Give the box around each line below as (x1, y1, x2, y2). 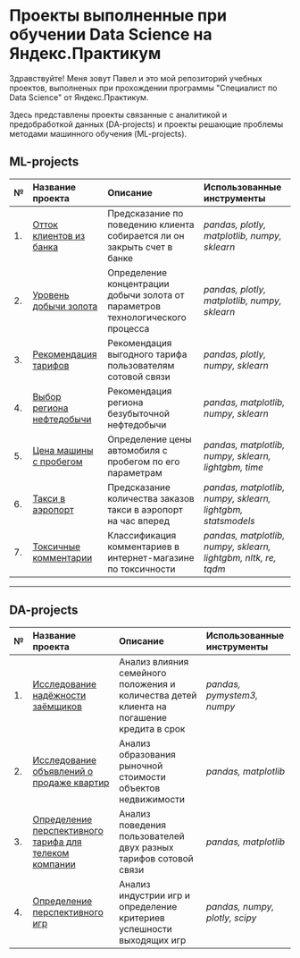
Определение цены (106, 433, 192, 445)
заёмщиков (32, 699, 82, 712)
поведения (119, 818, 167, 831)
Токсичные (32, 540, 80, 553)
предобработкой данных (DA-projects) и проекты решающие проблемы (9, 118, 284, 130)
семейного (119, 666, 167, 679)
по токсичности (106, 563, 176, 575)
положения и (119, 677, 176, 690)
